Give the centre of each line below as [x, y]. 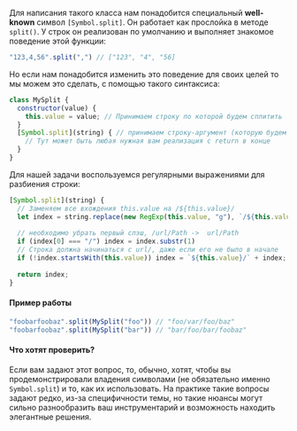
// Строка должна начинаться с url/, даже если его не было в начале [148, 250]
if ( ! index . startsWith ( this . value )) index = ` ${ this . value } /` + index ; [152, 258]
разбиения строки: [45, 184]
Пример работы [41, 303]
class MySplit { [39, 100]
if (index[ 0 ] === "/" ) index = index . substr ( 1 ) [107, 242]
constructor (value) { [57, 108]
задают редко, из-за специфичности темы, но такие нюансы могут [136, 397]
